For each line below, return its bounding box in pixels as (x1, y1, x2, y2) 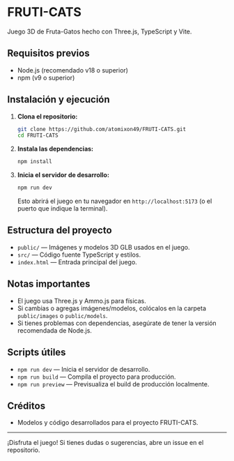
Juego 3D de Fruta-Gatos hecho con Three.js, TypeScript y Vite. (7, 27, 192, 36)
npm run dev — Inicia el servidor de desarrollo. (17, 365, 150, 373)
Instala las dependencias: (17, 144, 94, 153)
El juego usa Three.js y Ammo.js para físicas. (17, 296, 146, 305)
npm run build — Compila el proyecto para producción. (17, 372, 176, 381)
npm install (17, 158, 52, 165)
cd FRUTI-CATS (17, 132, 58, 139)
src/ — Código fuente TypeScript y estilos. (17, 250, 141, 259)
